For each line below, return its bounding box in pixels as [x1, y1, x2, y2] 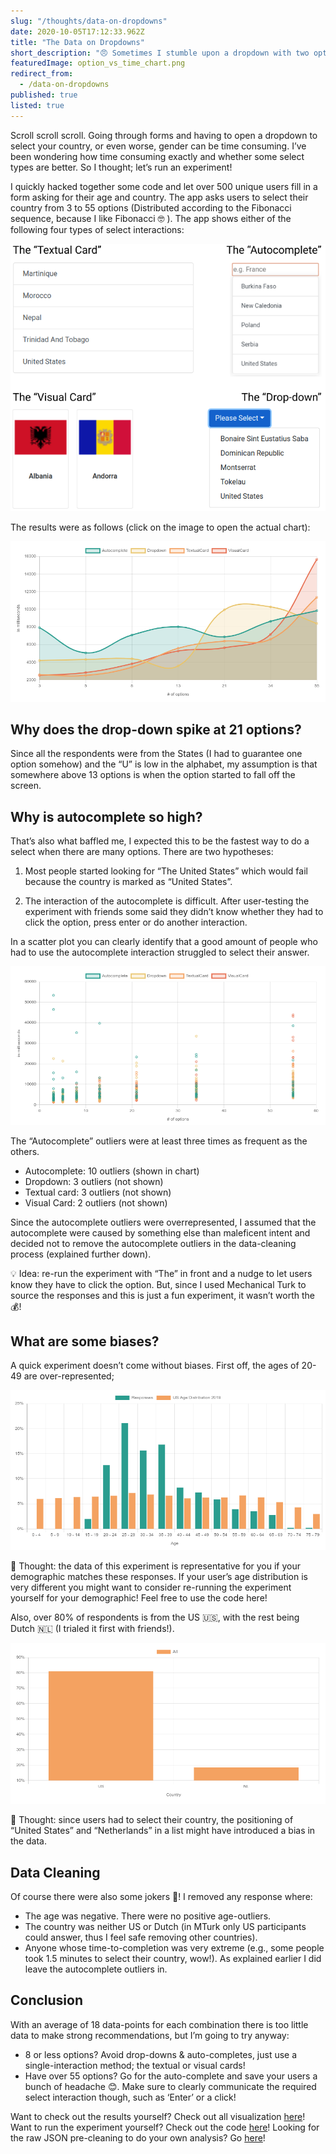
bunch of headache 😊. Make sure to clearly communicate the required [24, 2080, 317, 2092]
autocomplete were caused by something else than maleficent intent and [10, 1226, 311, 1239]
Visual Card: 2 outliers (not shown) [24, 1196, 168, 1209]
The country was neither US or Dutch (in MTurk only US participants [24, 1920, 307, 1932]
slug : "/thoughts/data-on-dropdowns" [10, 16, 168, 26]
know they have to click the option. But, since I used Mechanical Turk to [10, 1278, 307, 1290]
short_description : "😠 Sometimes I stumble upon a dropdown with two [10, 48, 310, 58]
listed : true [10, 100, 65, 110]
